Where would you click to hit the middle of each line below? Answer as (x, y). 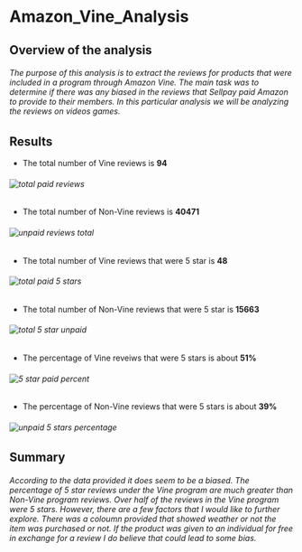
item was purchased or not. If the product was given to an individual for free (151, 529)
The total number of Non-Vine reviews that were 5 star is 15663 (141, 309)
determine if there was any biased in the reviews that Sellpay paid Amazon (149, 92)
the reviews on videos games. (65, 111)
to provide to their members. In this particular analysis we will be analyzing (149, 102)
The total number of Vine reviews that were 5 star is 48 (125, 260)
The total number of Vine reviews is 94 (95, 164)
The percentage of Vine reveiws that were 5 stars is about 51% (139, 358)
